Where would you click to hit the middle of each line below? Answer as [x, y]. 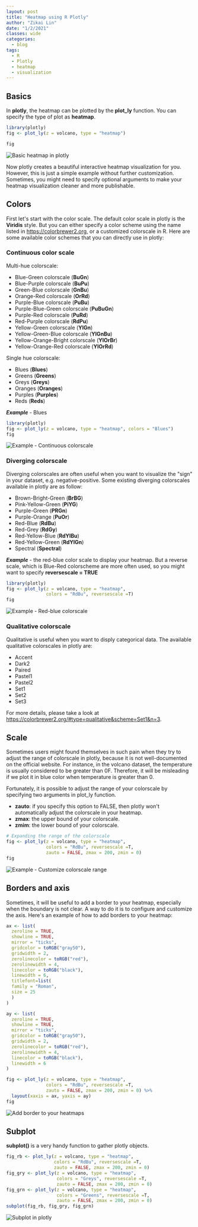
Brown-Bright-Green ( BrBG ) [49, 498]
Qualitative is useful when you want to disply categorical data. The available [99, 639]
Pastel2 [24, 682]
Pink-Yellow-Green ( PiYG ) [46, 504]
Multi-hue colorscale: [32, 266]
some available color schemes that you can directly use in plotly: [85, 237]
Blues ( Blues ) [31, 369]
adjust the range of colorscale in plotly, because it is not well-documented [97, 758]
